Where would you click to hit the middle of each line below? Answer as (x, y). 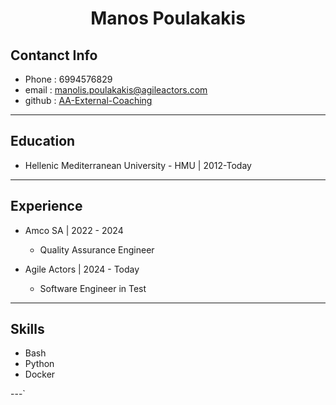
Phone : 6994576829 (68, 79)
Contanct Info (54, 55)
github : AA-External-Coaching (88, 100)
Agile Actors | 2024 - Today (82, 269)
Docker (40, 374)
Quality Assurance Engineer (97, 249)
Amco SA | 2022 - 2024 (74, 230)
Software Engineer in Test (93, 288)
